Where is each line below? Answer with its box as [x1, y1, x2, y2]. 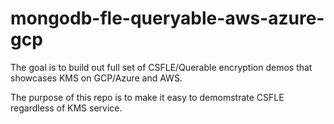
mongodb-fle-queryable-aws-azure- [10, 7, 325, 30]
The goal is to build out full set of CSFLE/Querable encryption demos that [10, 61, 313, 73]
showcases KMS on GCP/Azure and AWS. [10, 72, 183, 84]
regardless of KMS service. [10, 102, 123, 114]
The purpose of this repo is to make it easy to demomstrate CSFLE [10, 91, 285, 103]
